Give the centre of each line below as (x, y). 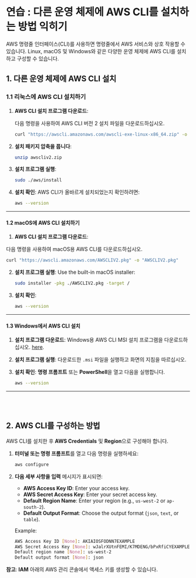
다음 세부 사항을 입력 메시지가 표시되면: (59, 476)
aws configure (32, 465)
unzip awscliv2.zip (38, 157)
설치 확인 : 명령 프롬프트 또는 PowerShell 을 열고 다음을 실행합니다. (90, 372)
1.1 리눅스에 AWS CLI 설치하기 (46, 97)
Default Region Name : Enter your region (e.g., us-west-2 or (94, 500)
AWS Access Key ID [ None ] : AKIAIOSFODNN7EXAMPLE (75, 541)
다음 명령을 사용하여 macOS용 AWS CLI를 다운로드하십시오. (74, 249)
